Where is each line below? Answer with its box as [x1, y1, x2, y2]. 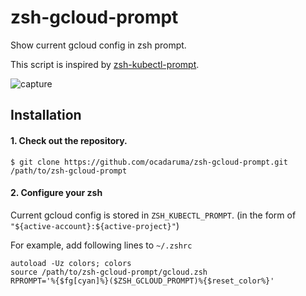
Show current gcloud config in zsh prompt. [10, 39, 187, 51]
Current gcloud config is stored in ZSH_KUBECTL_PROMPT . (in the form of [10, 209, 297, 221]
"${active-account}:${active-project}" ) [10, 219, 180, 231]
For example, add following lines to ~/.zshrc [10, 239, 193, 251]
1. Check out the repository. [10, 134, 128, 146]
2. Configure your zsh [10, 187, 103, 199]
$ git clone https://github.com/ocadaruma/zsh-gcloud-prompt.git [10, 157, 288, 167]
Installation [10, 107, 82, 124]
